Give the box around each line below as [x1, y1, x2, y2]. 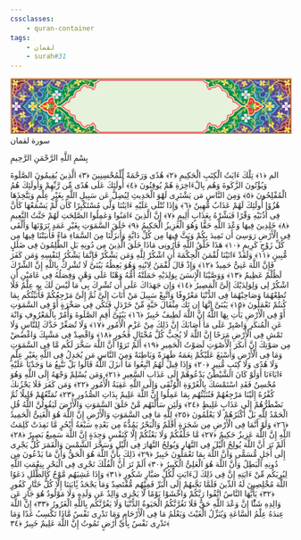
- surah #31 [26, 52, 67, 62]
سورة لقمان [10, 135, 50, 146]
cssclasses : [10, 14, 54, 23]
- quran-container [26, 23, 95, 33]
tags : [10, 33, 30, 42]
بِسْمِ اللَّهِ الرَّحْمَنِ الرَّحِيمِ [10, 153, 88, 163]
